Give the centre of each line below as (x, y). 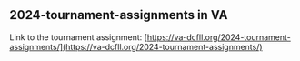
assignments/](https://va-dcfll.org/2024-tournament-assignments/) (136, 46)
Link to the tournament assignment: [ (79, 37)
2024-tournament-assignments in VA (119, 15)
